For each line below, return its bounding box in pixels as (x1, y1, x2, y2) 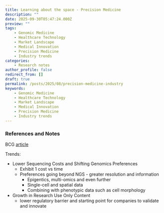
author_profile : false (5, 68, 52, 73)
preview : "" (5, 21, 30, 26)
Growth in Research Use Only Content (12, 193, 90, 199)
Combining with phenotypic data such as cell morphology (27, 187, 146, 193)
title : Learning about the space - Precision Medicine (5, 7, 121, 12)
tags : (5, 26, 16, 31)
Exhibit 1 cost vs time (19, 166, 63, 172)
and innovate (19, 203, 47, 209)
